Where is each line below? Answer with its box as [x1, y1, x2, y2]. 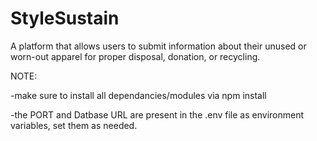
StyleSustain [10, 7, 120, 30]
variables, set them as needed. [10, 119, 138, 131]
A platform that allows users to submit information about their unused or [10, 40, 307, 52]
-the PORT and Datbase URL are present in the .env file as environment [10, 108, 305, 121]
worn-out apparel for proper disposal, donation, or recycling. [10, 50, 261, 62]
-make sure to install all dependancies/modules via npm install [10, 89, 267, 101]
